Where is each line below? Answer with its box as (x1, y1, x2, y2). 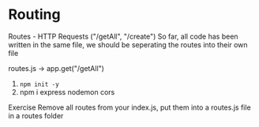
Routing (8, 6, 61, 24)
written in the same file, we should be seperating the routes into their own (8, 39, 248, 49)
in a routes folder (8, 110, 64, 120)
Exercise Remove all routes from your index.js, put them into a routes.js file (8, 103, 251, 112)
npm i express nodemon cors (19, 87, 115, 96)
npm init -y (19, 80, 59, 88)
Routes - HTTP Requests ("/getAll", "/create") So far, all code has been (8, 32, 238, 41)
